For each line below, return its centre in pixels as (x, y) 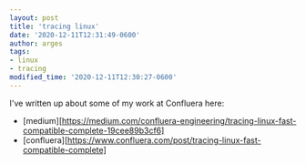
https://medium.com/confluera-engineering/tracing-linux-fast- (179, 120)
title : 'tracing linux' (55, 26)
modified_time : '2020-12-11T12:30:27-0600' (93, 77)
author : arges (36, 43)
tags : (20, 52)
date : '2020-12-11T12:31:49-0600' (75, 35)
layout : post (34, 18)
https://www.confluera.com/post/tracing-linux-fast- (164, 140)
